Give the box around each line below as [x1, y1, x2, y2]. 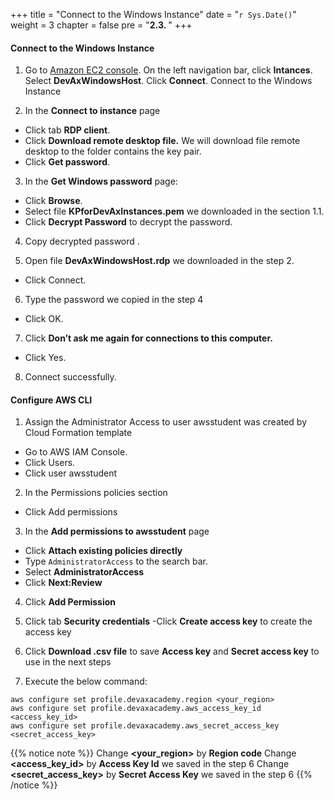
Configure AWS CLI [10, 394, 93, 406]
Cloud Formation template [24, 427, 133, 439]
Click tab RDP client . [24, 124, 111, 136]
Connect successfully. [24, 371, 117, 383]
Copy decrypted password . [24, 235, 140, 248]
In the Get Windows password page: [24, 175, 178, 188]
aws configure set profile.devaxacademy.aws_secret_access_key [10, 721, 280, 731]
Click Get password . [24, 156, 111, 168]
